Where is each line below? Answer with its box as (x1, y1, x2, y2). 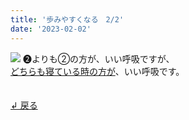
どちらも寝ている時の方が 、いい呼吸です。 (10, 65, 185, 77)
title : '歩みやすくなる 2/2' (10, 14, 125, 25)
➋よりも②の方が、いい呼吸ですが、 (22, 52, 175, 65)
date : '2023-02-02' (10, 24, 92, 34)
